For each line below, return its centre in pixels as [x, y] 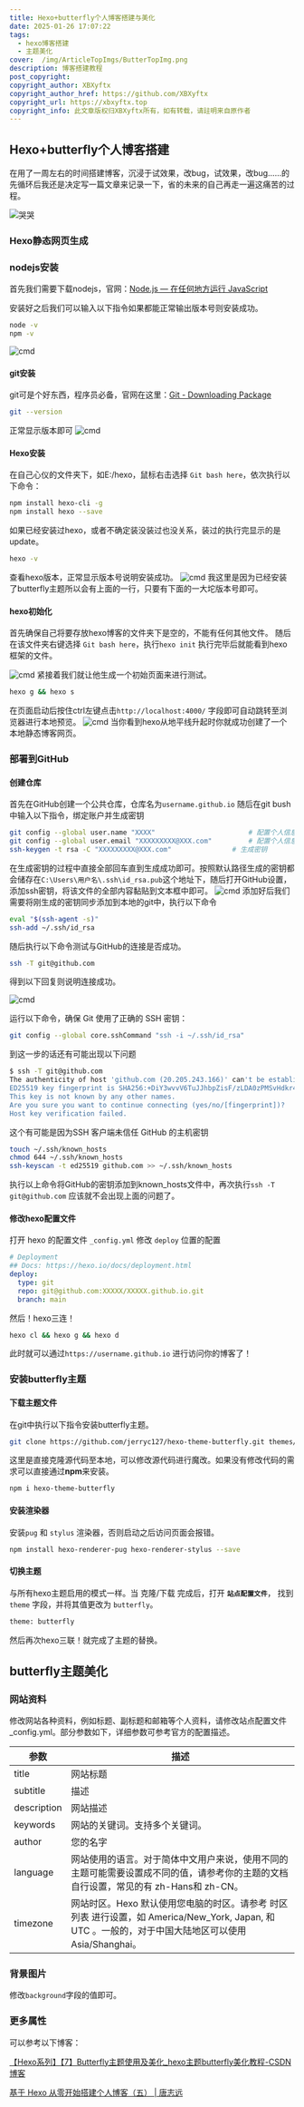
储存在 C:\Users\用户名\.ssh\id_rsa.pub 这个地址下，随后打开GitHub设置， [154, 879]
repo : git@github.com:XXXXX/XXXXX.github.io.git [111, 1291]
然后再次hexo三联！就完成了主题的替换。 [86, 1640]
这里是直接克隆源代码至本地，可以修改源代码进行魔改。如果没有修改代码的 [148, 1460]
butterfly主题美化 [59, 1671]
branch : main [42, 1299]
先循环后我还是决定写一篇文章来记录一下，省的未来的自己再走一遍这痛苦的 [148, 185]
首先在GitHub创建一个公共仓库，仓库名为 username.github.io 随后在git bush [150, 805]
